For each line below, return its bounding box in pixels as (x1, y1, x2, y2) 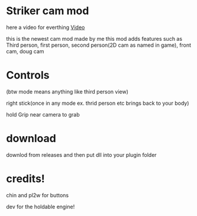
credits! (6, 172, 46, 185)
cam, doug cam (6, 47, 44, 54)
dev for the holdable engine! (6, 203, 75, 210)
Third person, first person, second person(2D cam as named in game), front (6, 41, 191, 49)
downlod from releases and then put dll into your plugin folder (6, 151, 157, 158)
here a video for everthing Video (6, 24, 85, 31)
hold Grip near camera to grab (6, 111, 80, 118)
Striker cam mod (6, 4, 89, 18)
